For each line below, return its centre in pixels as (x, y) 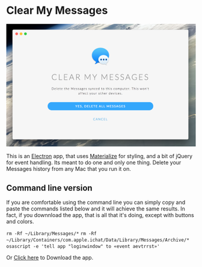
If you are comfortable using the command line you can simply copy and (96, 203)
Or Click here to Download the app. (50, 258)
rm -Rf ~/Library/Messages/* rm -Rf (52, 234)
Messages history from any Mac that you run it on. (69, 169)
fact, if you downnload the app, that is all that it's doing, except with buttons (100, 215)
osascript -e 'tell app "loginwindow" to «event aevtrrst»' (83, 247)
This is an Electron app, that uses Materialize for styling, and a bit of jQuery (99, 156)
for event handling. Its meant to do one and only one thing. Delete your (94, 162)
